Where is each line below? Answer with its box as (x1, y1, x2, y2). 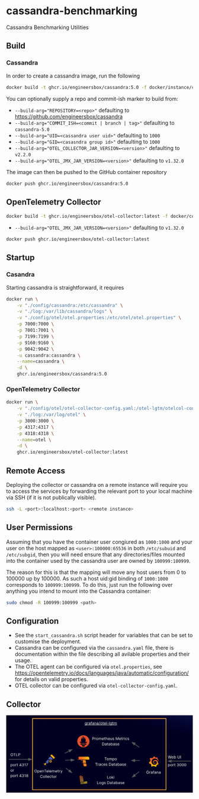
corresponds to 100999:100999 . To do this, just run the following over (6, 581, 173, 588)
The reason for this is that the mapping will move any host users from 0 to (6, 569, 187, 576)
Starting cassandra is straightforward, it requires (6, 284, 124, 291)
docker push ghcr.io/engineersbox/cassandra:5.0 (6, 181, 129, 187)
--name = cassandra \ (17, 358, 65, 365)
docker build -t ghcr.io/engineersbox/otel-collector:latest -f (6, 213, 168, 220)
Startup (6, 253, 35, 263)
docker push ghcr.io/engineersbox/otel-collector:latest (6, 236, 150, 242)
